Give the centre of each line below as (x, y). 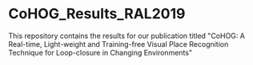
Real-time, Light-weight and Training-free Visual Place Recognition (118, 44)
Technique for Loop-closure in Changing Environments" (100, 52)
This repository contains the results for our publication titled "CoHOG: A (127, 36)
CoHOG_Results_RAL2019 (97, 14)
